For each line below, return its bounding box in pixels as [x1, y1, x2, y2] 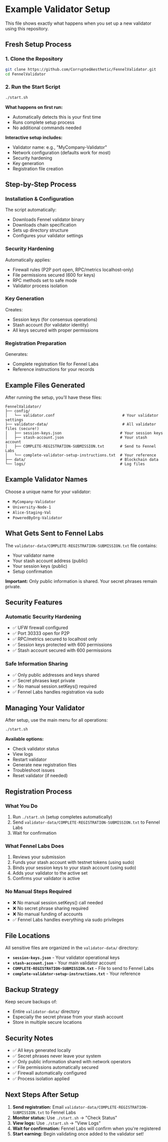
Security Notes [5, 1034, 54, 1043]
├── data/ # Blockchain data [5, 457, 158, 462]
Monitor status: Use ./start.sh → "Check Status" [12, 1114, 117, 1121]
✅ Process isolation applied [12, 1075, 70, 1081]
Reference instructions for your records [12, 366, 95, 372]
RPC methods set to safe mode [12, 277, 77, 283]
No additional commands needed [12, 125, 81, 131]
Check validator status [12, 746, 59, 752]
